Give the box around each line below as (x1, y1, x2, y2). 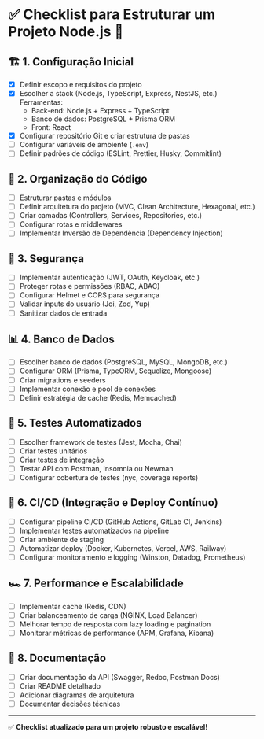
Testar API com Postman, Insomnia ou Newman (19, 464, 174, 473)
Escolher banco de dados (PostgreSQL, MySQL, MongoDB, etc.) (19, 357, 228, 367)
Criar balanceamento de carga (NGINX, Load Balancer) (19, 610, 198, 619)
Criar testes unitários (19, 446, 88, 456)
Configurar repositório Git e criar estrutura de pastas (19, 131, 190, 141)
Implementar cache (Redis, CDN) (19, 601, 127, 611)
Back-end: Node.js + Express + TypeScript (31, 106, 170, 116)
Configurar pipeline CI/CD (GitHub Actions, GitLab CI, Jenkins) (19, 517, 222, 527)
